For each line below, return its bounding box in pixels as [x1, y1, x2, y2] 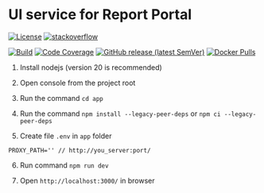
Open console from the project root [19, 78, 136, 87]
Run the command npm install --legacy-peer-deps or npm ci [19, 109, 221, 118]
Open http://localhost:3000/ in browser [19, 176, 155, 185]
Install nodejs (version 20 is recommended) [19, 62, 163, 72]
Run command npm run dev [19, 160, 109, 170]
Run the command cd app [19, 93, 103, 102]
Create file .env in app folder [19, 131, 112, 141]
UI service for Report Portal [8, 6, 192, 24]
